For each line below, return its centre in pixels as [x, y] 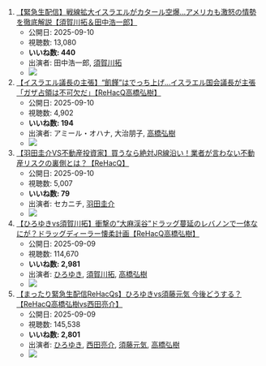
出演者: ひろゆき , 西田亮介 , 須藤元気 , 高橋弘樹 [104, 344]
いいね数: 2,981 [54, 264]
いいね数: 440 [51, 52]
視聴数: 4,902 [51, 113]
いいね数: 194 [51, 123]
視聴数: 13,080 [52, 42]
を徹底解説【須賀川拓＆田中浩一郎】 [77, 22]
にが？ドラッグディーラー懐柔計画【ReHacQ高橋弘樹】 [108, 233]
